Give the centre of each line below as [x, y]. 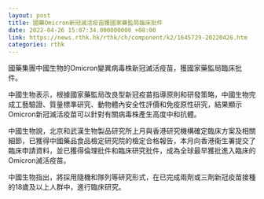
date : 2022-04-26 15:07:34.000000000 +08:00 [82, 30]
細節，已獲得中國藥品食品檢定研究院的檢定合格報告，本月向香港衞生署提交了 [132, 141]
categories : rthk [37, 45]
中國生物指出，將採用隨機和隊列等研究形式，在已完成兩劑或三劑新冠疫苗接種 [132, 177]
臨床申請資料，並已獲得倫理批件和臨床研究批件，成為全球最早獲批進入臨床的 [132, 151]
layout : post [29, 15]
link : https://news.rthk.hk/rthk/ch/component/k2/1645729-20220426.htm [128, 37]
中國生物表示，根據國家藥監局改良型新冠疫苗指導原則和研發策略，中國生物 [128, 94]
